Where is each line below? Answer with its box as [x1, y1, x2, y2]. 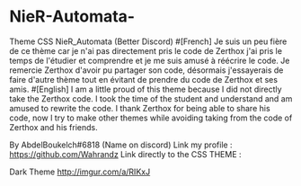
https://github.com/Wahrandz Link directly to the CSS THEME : [9, 148, 242, 159]
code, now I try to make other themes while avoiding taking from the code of [9, 112, 293, 123]
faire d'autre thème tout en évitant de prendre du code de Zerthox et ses [9, 74, 279, 84]
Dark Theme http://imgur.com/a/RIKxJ [9, 166, 151, 177]
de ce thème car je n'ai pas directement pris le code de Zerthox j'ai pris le [9, 45, 283, 56]
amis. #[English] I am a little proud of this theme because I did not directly [9, 84, 282, 94]
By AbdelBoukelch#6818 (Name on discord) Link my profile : [9, 139, 233, 150]
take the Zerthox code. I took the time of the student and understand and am [9, 93, 293, 104]
